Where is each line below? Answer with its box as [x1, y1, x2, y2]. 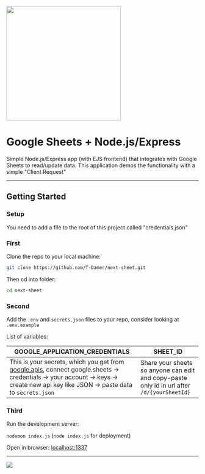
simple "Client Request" [6, 168, 67, 175]
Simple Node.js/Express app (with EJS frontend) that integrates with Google [6, 155, 197, 162]
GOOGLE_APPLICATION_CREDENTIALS [14, 347, 130, 356]
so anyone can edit [140, 366, 195, 375]
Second [6, 302, 30, 311]
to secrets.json [9, 388, 55, 397]
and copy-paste [140, 373, 187, 382]
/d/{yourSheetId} [140, 389, 191, 396]
